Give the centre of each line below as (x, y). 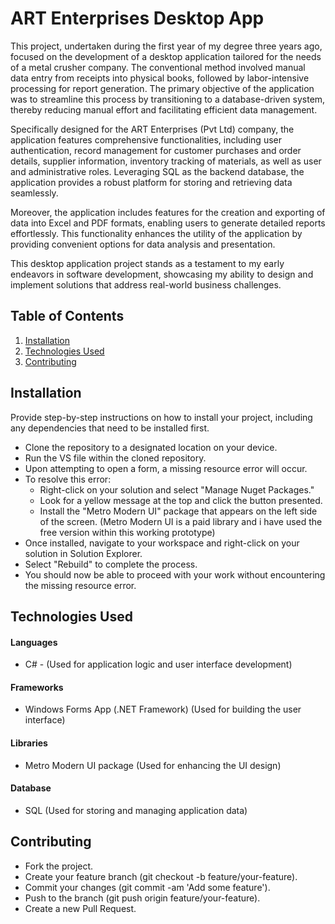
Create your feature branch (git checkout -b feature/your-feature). (161, 876)
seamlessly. (34, 193)
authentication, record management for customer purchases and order (156, 150)
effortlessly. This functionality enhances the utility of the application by (156, 233)
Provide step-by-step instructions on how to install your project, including (161, 417)
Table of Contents (67, 316)
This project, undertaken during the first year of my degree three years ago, (166, 46)
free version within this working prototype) (127, 532)
